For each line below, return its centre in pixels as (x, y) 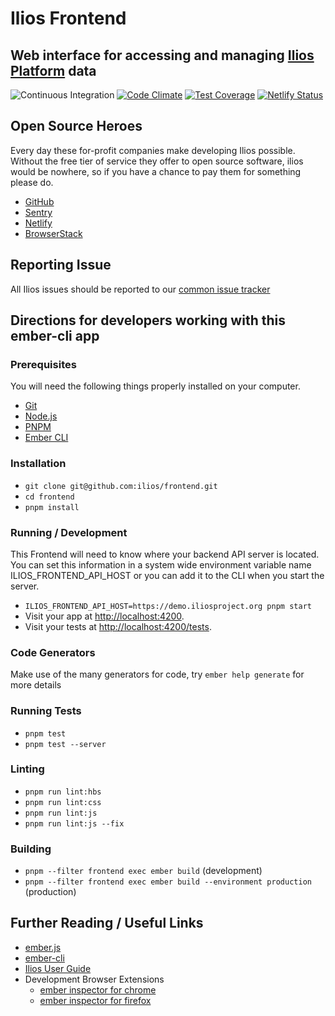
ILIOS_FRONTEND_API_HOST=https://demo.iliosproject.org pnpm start (168, 606)
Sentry (38, 212)
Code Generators (53, 652)
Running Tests (46, 711)
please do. (32, 182)
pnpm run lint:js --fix (74, 823)
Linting (27, 769)
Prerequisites (43, 364)
